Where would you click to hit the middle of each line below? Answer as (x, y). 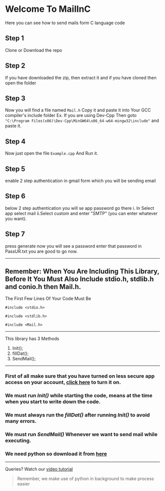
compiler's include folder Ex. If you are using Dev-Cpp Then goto (71, 115)
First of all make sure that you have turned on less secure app (80, 376)
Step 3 (15, 98)
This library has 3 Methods (32, 339)
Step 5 (15, 169)
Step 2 (15, 66)
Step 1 (15, 38)
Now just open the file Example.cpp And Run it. (52, 153)
